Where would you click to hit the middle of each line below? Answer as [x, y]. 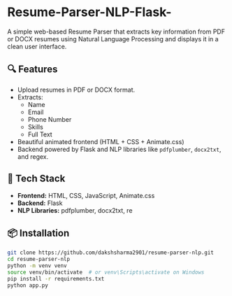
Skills [35, 127]
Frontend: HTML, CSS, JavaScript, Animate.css [86, 195]
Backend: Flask [40, 203]
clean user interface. [37, 46]
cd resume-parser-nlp [39, 260]
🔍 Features [32, 70]
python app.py [28, 285]
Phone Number [50, 119]
